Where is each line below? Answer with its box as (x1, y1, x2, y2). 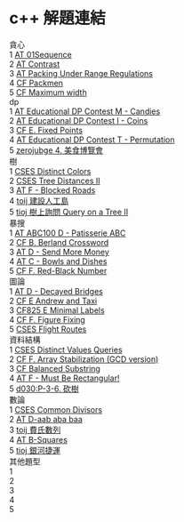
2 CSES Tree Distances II (9, 175, 100, 186)
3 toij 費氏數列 (9, 424, 61, 435)
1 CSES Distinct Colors (9, 165, 92, 176)
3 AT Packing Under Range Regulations (9, 68, 154, 78)
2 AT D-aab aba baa (9, 414, 83, 424)
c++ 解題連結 (9, 8, 107, 28)
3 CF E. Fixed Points (9, 124, 83, 135)
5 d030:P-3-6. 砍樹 (9, 383, 80, 394)
